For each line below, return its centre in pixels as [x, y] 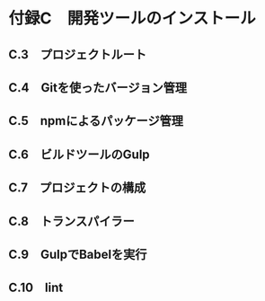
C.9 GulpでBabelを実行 [78, 254]
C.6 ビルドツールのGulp [79, 154]
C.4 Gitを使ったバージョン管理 [98, 88]
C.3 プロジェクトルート [78, 54]
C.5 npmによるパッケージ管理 [96, 121]
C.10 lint [36, 288]
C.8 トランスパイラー [72, 221]
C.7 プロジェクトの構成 [77, 188]
